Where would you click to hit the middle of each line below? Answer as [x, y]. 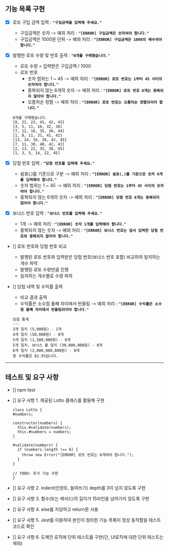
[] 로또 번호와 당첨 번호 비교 [39, 247]
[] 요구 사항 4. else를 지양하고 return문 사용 [55, 509]
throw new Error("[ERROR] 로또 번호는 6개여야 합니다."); [78, 455]
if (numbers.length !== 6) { [48, 449]
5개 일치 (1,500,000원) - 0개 [41, 340]
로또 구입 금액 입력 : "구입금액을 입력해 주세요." [57, 22]
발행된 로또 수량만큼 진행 [44, 270]
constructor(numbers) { [37, 423]
